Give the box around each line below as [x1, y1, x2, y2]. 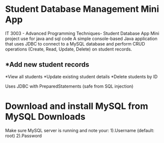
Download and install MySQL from [5, 100, 149, 112]
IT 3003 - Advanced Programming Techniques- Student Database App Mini [5, 30, 160, 36]
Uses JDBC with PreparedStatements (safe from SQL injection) [5, 83, 134, 89]
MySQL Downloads [5, 111, 86, 122]
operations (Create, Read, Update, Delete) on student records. [5, 46, 132, 52]
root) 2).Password [5, 133, 42, 139]
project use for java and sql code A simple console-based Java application [5, 36, 158, 42]
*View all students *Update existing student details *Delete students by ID [5, 73, 158, 80]
